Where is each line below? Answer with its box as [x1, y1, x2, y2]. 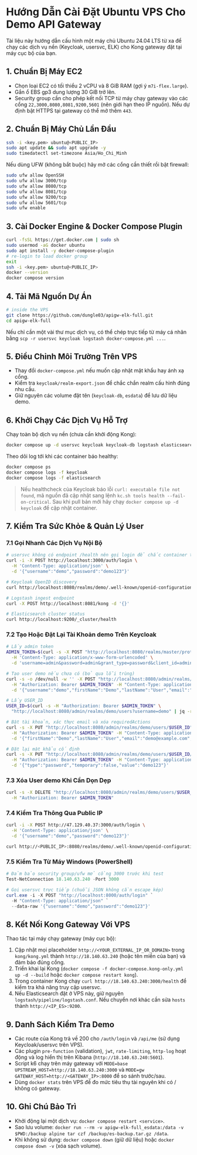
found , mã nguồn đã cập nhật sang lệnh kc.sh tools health [20, 492, 165, 499]
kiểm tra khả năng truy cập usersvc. [14, 984, 102, 991]
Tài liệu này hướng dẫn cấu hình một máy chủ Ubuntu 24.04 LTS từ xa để [6, 37, 182, 44]
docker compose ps [6, 464, 51, 470]
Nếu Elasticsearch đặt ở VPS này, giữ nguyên [14, 990, 124, 997]
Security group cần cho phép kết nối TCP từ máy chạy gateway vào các [14, 94, 188, 101]
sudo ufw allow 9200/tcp [6, 194, 67, 200]
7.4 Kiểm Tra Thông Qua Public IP [6, 809, 103, 817]
